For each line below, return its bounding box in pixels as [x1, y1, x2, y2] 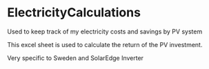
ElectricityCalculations [7, 5, 141, 20]
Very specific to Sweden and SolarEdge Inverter [7, 53, 143, 62]
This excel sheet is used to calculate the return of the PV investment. [7, 40, 203, 49]
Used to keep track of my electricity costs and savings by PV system [7, 27, 203, 36]
